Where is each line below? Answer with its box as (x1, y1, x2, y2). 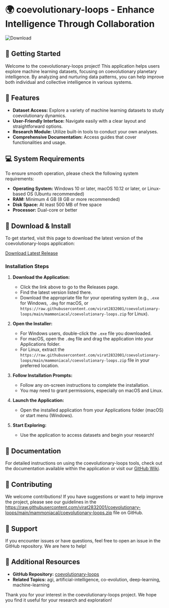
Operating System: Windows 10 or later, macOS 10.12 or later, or (12, 185, 146, 192)
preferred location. (20, 363, 59, 369)
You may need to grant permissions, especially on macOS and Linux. (20, 387, 163, 394)
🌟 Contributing (5, 480, 52, 489)
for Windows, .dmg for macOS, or (20, 300, 89, 306)
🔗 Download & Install (5, 222, 71, 230)
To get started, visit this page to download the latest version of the (5, 235, 143, 241)
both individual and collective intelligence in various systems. (5, 79, 133, 85)
